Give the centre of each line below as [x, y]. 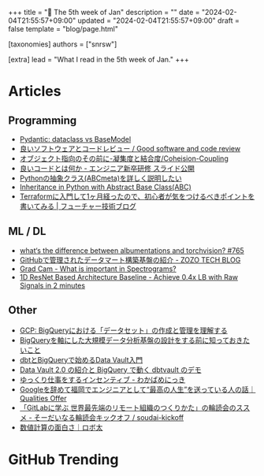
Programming [43, 120]
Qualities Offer [43, 398]
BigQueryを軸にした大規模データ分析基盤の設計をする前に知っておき [131, 340]
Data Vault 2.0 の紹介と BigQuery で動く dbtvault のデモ [110, 370]
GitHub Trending [63, 459]
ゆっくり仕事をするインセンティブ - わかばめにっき [102, 379]
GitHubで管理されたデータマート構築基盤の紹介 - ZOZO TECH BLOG [130, 259]
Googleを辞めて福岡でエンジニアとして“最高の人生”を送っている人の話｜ [138, 389]
